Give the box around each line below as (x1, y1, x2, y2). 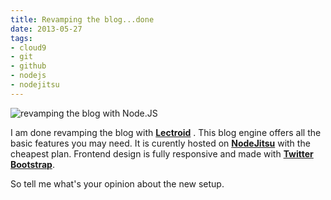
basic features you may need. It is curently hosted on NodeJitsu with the (10, 137, 311, 149)
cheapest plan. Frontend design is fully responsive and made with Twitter (10, 147, 314, 160)
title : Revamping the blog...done (10, 14, 155, 25)
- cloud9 (10, 42, 47, 53)
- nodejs (10, 71, 47, 81)
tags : (10, 33, 33, 43)
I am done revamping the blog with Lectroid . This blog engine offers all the (10, 126, 322, 138)
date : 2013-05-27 (10, 24, 83, 34)
